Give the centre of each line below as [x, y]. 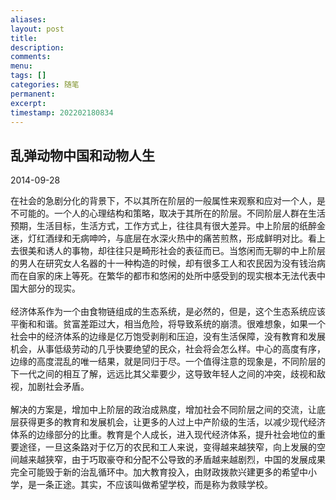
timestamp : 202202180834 [62, 112]
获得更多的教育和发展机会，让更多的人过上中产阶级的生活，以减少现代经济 [172, 422]
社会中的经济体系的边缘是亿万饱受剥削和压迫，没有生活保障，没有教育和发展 [168, 337]
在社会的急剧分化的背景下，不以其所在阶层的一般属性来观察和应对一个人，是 [168, 201]
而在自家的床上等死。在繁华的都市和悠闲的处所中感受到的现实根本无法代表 [163, 276]
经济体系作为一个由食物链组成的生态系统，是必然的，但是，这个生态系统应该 [168, 312]
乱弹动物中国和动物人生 [82, 155]
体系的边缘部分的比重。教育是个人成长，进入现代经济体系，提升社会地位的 [163, 435]
